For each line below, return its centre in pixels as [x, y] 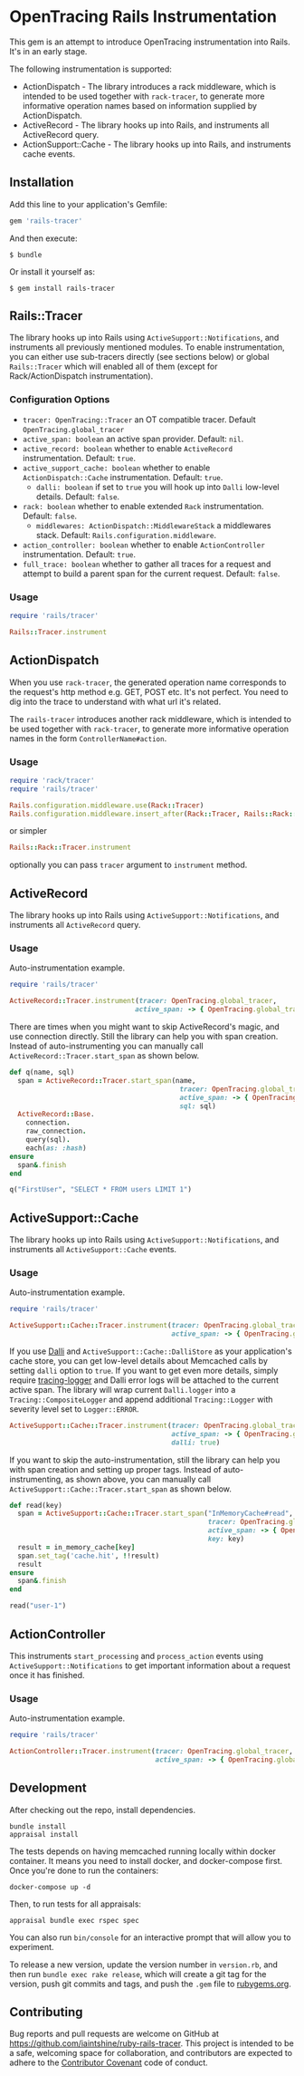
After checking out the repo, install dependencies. [103, 1810]
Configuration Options [60, 400]
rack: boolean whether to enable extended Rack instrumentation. [143, 506]
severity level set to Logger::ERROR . [74, 1409]
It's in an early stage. [48, 51]
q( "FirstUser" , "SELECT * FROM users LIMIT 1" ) [101, 1190]
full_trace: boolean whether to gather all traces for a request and [147, 564]
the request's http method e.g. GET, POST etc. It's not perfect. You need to [149, 691]
